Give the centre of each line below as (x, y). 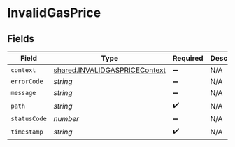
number (66, 119)
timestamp (27, 132)
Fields (21, 39)
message (23, 93)
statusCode (29, 119)
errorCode (27, 82)
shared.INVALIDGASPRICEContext (110, 70)
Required (188, 58)
